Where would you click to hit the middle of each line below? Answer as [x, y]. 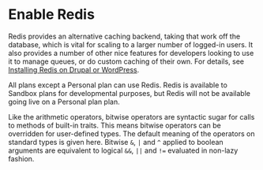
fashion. [21, 158]
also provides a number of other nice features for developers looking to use [131, 53]
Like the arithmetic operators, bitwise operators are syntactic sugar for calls [131, 116]
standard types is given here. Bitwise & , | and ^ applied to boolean [116, 142]
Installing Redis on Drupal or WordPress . [74, 69]
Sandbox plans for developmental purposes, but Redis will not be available [130, 93]
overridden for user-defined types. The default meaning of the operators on [131, 133]
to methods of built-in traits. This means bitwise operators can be [115, 125]
